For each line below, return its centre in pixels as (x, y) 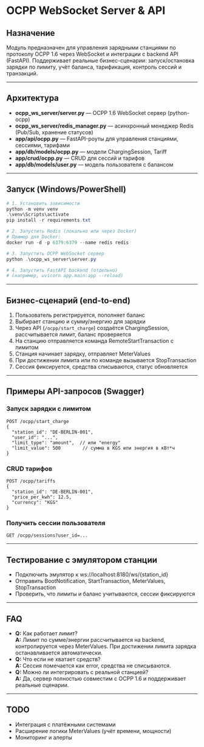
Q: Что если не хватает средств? (58, 659)
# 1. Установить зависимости (43, 203)
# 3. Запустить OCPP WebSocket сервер (55, 253)
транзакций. (22, 73)
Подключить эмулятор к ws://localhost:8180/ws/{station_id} (92, 574)
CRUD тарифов (29, 469)
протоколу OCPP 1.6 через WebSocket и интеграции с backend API (93, 54)
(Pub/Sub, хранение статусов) (54, 132)
